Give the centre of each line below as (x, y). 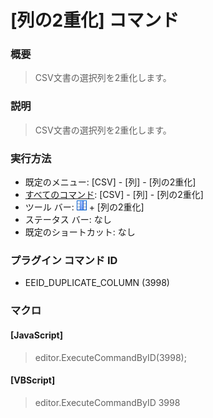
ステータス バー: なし (68, 220)
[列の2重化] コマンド (95, 20)
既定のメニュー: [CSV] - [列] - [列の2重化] (110, 182)
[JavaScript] (36, 335)
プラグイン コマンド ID (64, 260)
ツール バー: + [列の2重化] (84, 207)
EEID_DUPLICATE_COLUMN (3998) (97, 283)
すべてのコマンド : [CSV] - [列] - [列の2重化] (114, 195)
